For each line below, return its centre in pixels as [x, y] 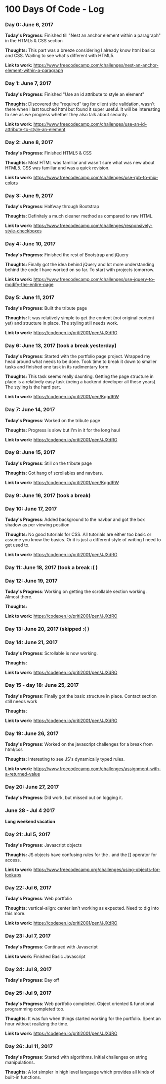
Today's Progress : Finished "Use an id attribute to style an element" [75, 94]
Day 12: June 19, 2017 [31, 580]
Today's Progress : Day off [32, 980]
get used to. [17, 545]
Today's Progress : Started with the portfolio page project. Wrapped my [78, 357]
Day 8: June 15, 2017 [30, 452]
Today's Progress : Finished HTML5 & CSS [49, 153]
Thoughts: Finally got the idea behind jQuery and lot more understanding [80, 264]
